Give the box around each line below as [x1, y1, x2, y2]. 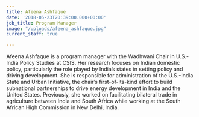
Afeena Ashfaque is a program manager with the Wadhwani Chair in [6, 53, 175, 60]
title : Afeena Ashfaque [6, 8, 66, 15]
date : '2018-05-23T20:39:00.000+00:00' [6, 14, 107, 20]
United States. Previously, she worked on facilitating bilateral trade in [6, 91, 177, 98]
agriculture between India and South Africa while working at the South [6, 97, 181, 105]
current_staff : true [6, 31, 58, 37]
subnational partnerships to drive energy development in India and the [6, 85, 181, 92]
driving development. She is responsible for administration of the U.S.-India [6, 72, 194, 79]
